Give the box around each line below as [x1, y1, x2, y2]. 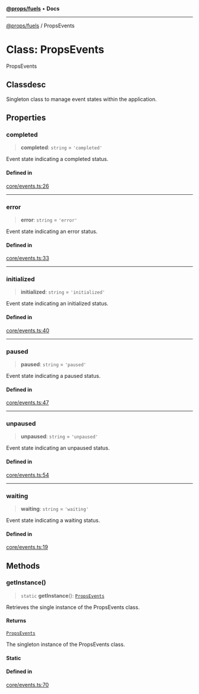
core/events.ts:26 [6, 182, 49, 190]
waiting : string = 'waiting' [20, 505, 89, 512]
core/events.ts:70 [6, 681, 49, 688]
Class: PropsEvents [6, 43, 105, 56]
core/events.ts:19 [6, 544, 49, 551]
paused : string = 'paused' [20, 361, 86, 368]
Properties [6, 113, 46, 123]
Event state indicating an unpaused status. [6, 444, 110, 452]
